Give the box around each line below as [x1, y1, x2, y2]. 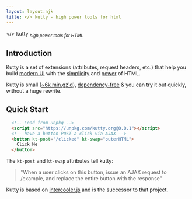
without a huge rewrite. [6, 88, 62, 95]
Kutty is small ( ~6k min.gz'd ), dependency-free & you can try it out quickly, [6, 81, 187, 88]
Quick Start [6, 104, 48, 114]
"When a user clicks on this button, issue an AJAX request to [20, 169, 167, 176]
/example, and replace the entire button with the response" [20, 175, 162, 182]
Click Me [16, 141, 38, 148]
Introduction [6, 48, 53, 58]
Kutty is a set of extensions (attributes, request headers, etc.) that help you [6, 64, 187, 71]
